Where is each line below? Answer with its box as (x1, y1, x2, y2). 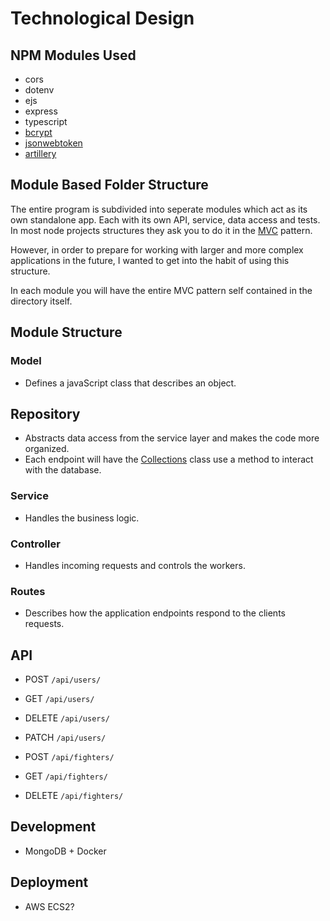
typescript (24, 116, 68, 127)
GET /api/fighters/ (24, 770, 108, 782)
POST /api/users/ (24, 673, 102, 686)
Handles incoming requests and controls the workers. (24, 559, 246, 571)
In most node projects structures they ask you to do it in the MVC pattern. (10, 224, 313, 236)
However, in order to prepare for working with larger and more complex (10, 243, 304, 256)
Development (10, 818, 97, 836)
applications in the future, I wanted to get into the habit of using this (10, 254, 290, 266)
